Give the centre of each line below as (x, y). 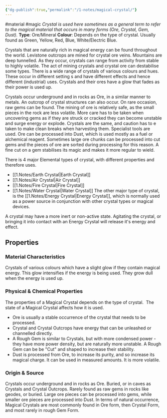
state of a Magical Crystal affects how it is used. (55, 307)
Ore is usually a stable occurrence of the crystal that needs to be (79, 317)
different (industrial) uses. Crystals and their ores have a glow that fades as (83, 82)
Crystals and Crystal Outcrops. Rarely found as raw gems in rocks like (77, 389)
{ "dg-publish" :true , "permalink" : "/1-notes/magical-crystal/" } (71, 10)
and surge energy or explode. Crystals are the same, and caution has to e (81, 123)
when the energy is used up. (34, 278)
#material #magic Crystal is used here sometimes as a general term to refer (83, 24)
